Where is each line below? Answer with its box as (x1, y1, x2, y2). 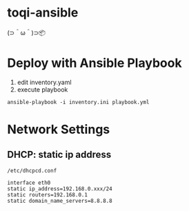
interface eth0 (7, 179, 51, 186)
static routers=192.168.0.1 (7, 191, 88, 198)
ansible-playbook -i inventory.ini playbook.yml (7, 99, 150, 105)
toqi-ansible (7, 5, 79, 21)
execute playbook (17, 85, 68, 94)
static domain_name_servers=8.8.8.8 (7, 197, 112, 204)
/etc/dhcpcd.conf (7, 167, 57, 174)
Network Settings (7, 122, 110, 137)
